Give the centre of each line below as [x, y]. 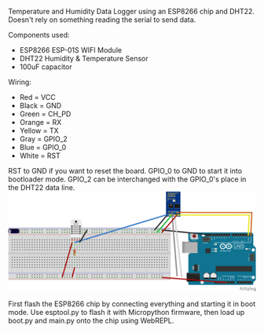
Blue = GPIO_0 [43, 147]
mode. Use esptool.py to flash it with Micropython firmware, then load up [126, 312]
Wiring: [20, 82]
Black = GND [40, 106]
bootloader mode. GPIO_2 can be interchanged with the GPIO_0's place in [127, 179]
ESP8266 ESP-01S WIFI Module [71, 50]
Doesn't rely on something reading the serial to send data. [102, 20]
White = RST [40, 156]
